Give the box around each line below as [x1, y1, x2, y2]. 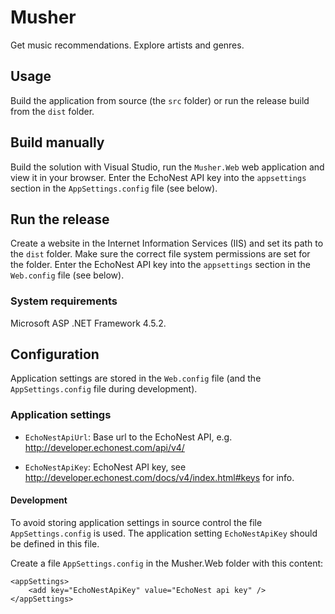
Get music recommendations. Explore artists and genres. [10, 39, 245, 51]
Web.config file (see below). [10, 269, 125, 281]
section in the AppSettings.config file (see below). [10, 182, 218, 194]
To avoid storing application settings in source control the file [10, 516, 263, 528]
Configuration [10, 346, 100, 363]
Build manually [10, 134, 105, 151]
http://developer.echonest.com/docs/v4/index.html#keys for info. [24, 471, 295, 483]
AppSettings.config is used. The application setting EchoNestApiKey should [10, 527, 318, 539]
